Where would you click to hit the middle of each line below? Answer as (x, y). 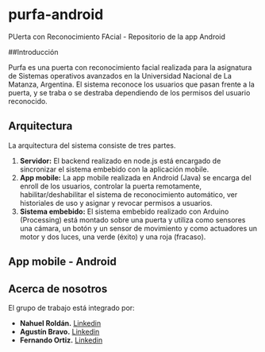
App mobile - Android (62, 262)
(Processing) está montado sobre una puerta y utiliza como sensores (132, 219)
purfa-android (56, 15)
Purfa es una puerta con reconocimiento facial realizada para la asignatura (130, 67)
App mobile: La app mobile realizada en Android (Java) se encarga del (135, 177)
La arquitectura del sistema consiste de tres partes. (92, 145)
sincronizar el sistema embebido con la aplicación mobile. (114, 169)
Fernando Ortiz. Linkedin (61, 340)
